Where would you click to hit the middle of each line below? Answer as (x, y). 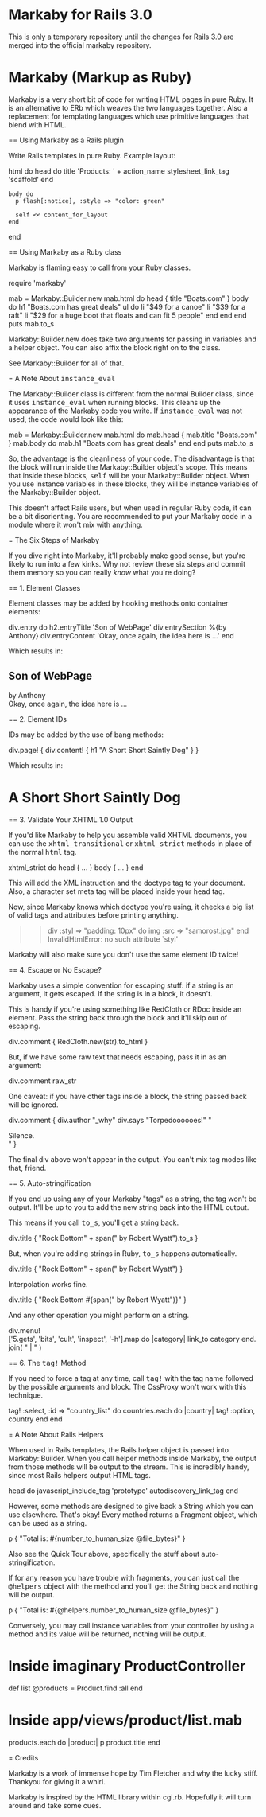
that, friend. (27, 1168)
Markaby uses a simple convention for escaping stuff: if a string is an (121, 985)
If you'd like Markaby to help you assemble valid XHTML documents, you (128, 835)
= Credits (23, 1757)
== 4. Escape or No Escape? (55, 969)
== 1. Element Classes (44, 587)
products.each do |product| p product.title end (84, 1742)
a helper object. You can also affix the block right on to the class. (114, 347)
